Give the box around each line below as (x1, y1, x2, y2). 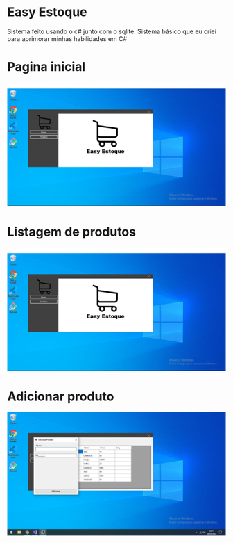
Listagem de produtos (7, 224, 137, 240)
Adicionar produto (7, 389, 114, 404)
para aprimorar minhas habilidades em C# (7, 34, 128, 42)
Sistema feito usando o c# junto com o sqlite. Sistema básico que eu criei (7, 27, 217, 35)
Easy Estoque (7, 4, 88, 20)
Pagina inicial (7, 59, 86, 75)
